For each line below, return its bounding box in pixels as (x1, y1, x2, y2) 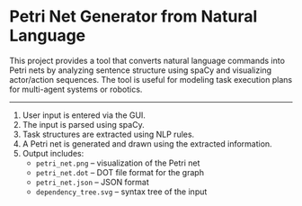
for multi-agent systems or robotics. (9, 84, 143, 94)
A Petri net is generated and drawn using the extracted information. (22, 138, 272, 149)
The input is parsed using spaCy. (22, 119, 146, 130)
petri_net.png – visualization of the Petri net (35, 157, 200, 168)
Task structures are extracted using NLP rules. (22, 129, 195, 139)
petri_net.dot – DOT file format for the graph (35, 166, 205, 177)
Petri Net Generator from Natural (9, 6, 258, 27)
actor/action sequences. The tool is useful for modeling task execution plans (9, 74, 293, 85)
